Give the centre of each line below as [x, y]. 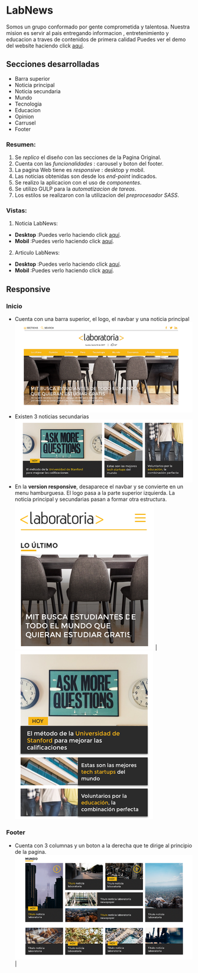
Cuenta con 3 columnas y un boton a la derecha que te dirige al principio [103, 845]
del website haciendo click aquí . [45, 46]
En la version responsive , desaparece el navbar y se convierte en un [99, 486]
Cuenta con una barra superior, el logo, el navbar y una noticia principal [102, 319]
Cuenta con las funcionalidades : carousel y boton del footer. [89, 164]
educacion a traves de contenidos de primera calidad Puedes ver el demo [96, 39]
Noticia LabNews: [36, 224]
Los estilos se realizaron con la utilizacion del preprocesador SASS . [97, 195]
